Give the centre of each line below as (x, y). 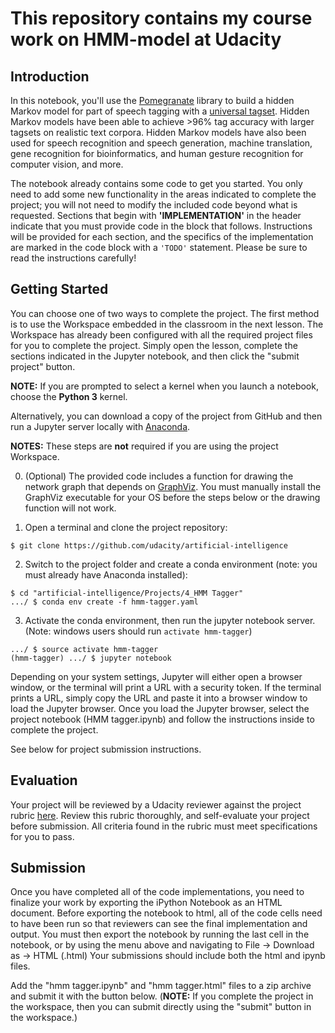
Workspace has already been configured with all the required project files (161, 334)
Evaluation (44, 780)
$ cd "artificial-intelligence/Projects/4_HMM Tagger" (127, 593)
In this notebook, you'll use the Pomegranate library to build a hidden (152, 100)
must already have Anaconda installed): (106, 574)
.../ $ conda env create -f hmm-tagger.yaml (104, 602)
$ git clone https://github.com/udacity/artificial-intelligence (149, 545)
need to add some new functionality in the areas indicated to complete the (163, 194)
